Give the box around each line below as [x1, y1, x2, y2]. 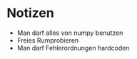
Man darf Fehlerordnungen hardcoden [16, 43, 130, 52]
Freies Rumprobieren [16, 36, 79, 44]
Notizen [6, 5, 54, 21]
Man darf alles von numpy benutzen [16, 28, 123, 37]
